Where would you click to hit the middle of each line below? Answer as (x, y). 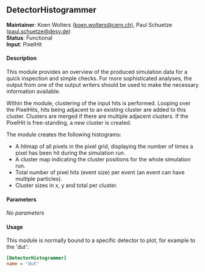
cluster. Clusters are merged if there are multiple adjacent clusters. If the (97, 116)
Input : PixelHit (24, 44)
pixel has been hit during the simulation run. (70, 153)
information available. (34, 92)
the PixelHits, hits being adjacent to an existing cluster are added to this (96, 110)
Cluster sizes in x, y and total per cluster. (66, 185)
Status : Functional (30, 38)
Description (22, 58)
